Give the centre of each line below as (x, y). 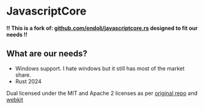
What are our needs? (47, 54)
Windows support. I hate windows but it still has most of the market (100, 68)
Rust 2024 (28, 81)
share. (23, 75)
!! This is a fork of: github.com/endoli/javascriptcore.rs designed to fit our (102, 28)
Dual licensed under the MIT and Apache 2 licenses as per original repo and (102, 93)
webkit (15, 99)
